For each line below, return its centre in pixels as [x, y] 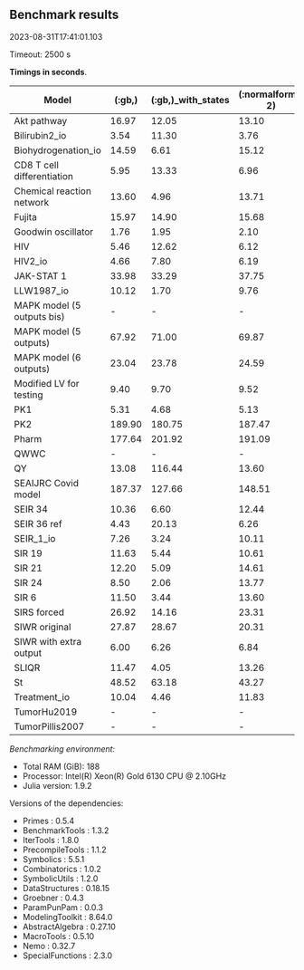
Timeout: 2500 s [40, 54]
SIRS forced [39, 612]
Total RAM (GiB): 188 [61, 766]
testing [28, 395]
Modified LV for [47, 383]
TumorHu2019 [46, 712]
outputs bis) [39, 316]
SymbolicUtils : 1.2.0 [60, 879]
